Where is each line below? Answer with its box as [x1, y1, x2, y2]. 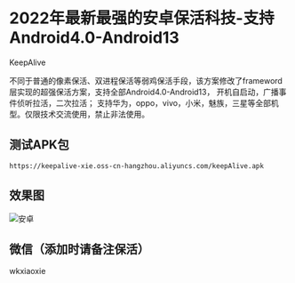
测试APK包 [9, 137, 69, 152]
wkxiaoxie [9, 266, 46, 277]
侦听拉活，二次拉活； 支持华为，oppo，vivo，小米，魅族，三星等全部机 [16, 97, 280, 108]
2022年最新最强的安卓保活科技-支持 [9, 8, 275, 28]
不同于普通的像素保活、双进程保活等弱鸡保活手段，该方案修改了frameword [9, 75, 283, 85]
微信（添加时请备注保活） [9, 241, 149, 256]
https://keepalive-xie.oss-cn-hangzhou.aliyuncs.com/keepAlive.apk [9, 161, 265, 170]
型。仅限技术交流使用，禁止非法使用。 [9, 109, 149, 119]
